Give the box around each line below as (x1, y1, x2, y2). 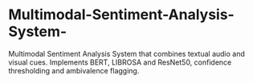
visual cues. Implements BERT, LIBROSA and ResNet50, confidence (8, 57, 232, 67)
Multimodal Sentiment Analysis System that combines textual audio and (8, 49, 245, 58)
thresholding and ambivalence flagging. (8, 65, 140, 75)
